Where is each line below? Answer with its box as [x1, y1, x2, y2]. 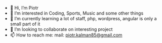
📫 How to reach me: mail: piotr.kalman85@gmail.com [10, 32, 123, 38]
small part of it [10, 21, 40, 27]
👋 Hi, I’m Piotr [10, 5, 39, 11]
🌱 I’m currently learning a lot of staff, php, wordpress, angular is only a [10, 16, 157, 21]
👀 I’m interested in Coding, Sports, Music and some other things [10, 10, 144, 16]
